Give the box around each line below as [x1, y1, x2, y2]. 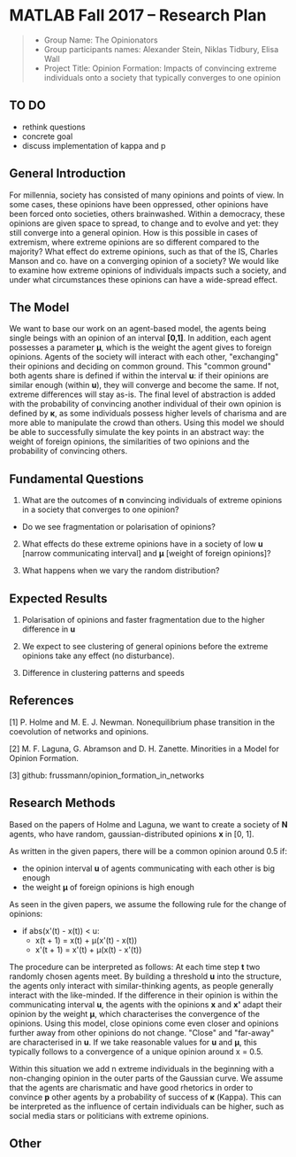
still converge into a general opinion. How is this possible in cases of [9, 227, 259, 237]
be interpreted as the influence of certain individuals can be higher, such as [9, 1100, 285, 1112]
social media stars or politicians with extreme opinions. [9, 1110, 209, 1121]
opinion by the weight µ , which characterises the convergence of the [9, 1008, 261, 1019]
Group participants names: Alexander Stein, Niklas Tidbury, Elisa [43, 43, 279, 54]
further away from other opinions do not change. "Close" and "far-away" [9, 1027, 275, 1037]
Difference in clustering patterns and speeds [21, 668, 186, 678]
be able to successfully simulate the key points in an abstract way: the [9, 427, 265, 438]
